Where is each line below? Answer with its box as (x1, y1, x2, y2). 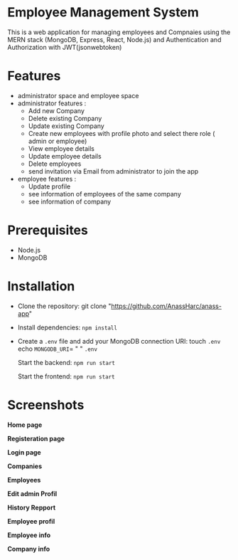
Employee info (7, 531, 51, 539)
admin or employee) (28, 137, 87, 145)
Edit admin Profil (7, 489, 58, 498)
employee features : (17, 174, 77, 183)
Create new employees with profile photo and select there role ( (28, 129, 215, 137)
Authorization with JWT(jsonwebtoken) (7, 43, 122, 51)
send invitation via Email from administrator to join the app (28, 167, 199, 175)
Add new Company (28, 106, 85, 115)
